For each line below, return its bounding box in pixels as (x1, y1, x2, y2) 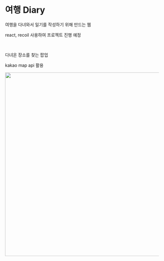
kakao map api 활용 (5, 62, 44, 68)
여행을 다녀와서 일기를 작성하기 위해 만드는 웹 (5, 22, 91, 27)
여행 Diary (5, 4, 45, 16)
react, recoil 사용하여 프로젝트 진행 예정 (5, 32, 82, 38)
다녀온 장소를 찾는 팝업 (5, 52, 48, 58)
